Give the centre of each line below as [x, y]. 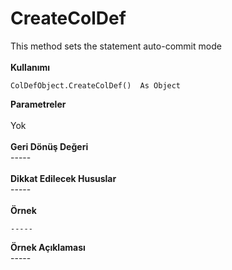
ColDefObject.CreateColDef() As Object [96, 85]
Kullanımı [30, 67]
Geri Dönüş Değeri [49, 146]
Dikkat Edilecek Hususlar [63, 178]
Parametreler [38, 104]
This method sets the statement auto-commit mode [116, 46]
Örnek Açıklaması [48, 247]
